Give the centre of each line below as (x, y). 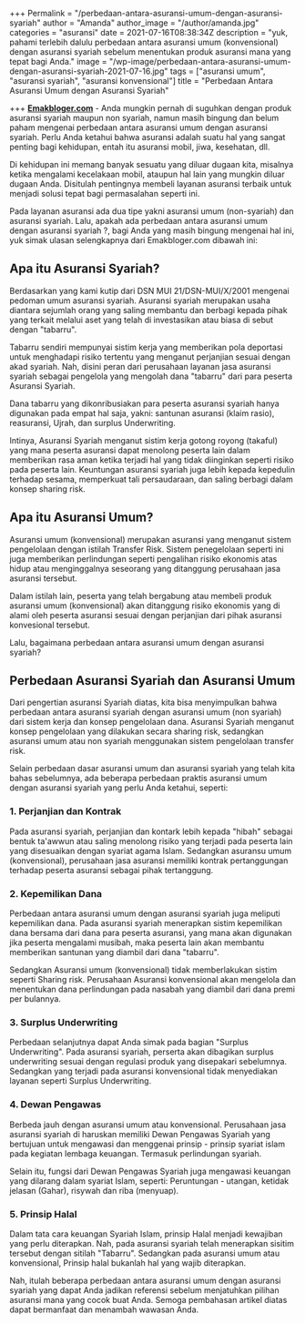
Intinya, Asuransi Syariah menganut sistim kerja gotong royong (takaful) (144, 440)
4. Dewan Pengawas (56, 1105)
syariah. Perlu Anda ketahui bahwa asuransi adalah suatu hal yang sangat (147, 137)
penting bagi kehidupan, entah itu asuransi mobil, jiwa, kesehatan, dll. (140, 147)
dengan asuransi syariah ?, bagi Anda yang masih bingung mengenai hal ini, (152, 230)
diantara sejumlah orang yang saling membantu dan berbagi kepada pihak (149, 310)
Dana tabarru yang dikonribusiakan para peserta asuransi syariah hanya (144, 403)
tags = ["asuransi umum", (218, 71)
